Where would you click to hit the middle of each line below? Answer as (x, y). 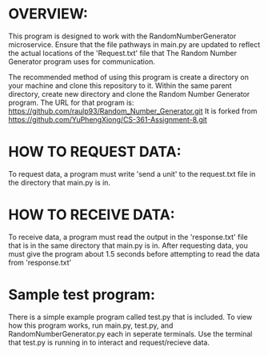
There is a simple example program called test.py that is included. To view (130, 317)
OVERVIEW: (48, 14)
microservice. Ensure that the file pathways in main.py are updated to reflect (134, 44)
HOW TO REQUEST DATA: (95, 152)
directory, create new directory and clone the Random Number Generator (129, 94)
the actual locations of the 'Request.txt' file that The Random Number (123, 53)
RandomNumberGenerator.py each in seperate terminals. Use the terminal (130, 333)
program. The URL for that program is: (71, 102)
